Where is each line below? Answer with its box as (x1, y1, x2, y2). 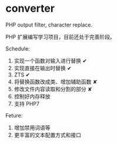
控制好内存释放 (14, 93, 50, 100)
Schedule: (5, 45, 30, 52)
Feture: (5, 112, 23, 119)
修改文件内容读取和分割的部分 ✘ (14, 85, 92, 92)
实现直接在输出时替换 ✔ (14, 64, 72, 72)
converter (5, 2, 55, 15)
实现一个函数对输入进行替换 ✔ (14, 57, 87, 64)
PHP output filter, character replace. (5, 21, 93, 28)
